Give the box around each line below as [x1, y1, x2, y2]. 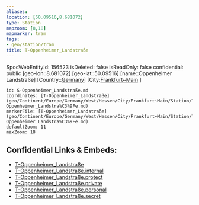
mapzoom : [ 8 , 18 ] [6, 25, 46, 31]
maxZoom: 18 [6, 129, 36, 135]
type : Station [6, 20, 41, 25]
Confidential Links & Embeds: [6, 145, 117, 155]
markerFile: [6, 108, 36, 114]
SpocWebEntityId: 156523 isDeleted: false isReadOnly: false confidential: [6, 63, 184, 71]
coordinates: [6, 92, 38, 98]
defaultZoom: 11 [6, 124, 46, 130]
